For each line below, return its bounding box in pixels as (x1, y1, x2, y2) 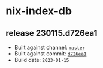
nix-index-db (5, 4, 72, 18)
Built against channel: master (14, 44, 85, 51)
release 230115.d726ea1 (5, 28, 98, 38)
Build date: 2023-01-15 (14, 57, 69, 63)
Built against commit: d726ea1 (14, 50, 87, 57)
